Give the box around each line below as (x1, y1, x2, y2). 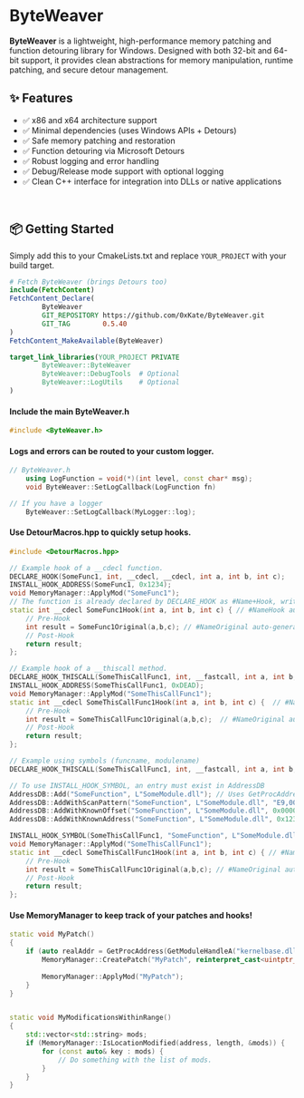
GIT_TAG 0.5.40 (42, 319, 128, 328)
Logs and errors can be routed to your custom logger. (9, 445, 214, 456)
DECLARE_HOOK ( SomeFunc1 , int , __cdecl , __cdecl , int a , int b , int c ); (9, 572, 286, 581)
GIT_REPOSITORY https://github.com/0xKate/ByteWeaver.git (42, 311, 265, 320)
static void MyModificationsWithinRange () (9, 1013, 172, 1023)
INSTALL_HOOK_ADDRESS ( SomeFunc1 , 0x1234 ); (9, 580, 172, 589)
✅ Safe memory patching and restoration (22, 135, 176, 146)
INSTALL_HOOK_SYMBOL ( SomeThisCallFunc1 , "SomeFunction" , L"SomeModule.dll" (9, 831, 301, 841)
